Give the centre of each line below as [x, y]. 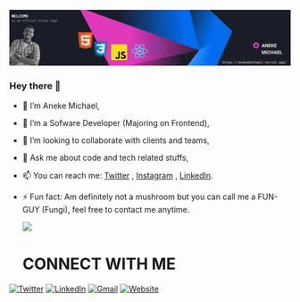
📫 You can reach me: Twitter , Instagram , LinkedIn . [117, 175]
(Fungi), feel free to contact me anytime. [116, 209]
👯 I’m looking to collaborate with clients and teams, [116, 140]
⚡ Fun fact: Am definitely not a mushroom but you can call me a [139, 197]
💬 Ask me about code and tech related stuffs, [105, 157]
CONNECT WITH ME [99, 264]
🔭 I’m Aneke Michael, [61, 105]
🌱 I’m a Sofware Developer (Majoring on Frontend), [116, 122]
